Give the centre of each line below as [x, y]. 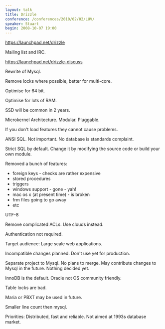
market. [13, 322]
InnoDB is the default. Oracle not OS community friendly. [63, 278]
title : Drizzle [21, 14]
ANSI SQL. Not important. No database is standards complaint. [70, 139]
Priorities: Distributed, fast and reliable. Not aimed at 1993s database [76, 317]
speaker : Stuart [22, 24]
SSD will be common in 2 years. [38, 110]
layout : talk [19, 10]
